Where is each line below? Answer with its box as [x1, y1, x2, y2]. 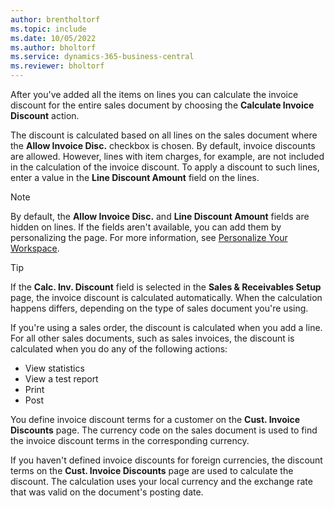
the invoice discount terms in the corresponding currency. [10, 435, 250, 446]
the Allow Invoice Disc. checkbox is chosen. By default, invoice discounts [10, 140, 316, 151]
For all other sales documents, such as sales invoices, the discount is [10, 332, 295, 344]
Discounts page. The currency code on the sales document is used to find [10, 424, 318, 436]
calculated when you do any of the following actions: [10, 343, 228, 355]
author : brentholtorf [10, 14, 101, 25]
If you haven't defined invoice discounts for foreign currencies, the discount [10, 454, 323, 466]
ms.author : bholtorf [10, 42, 97, 53]
